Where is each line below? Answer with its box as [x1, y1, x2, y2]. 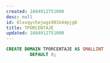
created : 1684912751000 [6, 8, 65, 15]
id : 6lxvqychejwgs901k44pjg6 [6, 19, 78, 25]
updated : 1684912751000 [6, 30, 65, 36]
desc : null [6, 14, 33, 20]
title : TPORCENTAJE [6, 24, 54, 31]
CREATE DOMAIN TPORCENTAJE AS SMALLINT [6, 46, 104, 52]
